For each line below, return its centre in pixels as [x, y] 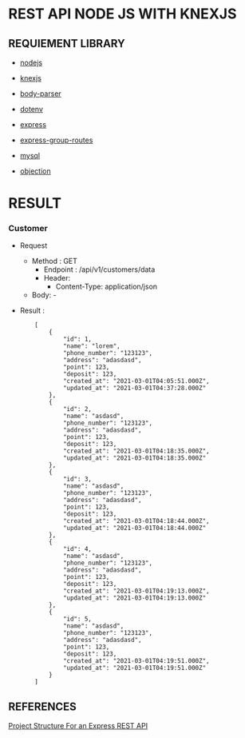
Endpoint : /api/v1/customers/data [99, 269]
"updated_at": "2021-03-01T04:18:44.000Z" [134, 529]
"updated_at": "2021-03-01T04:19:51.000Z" [134, 668]
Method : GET [55, 261]
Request [34, 245]
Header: [57, 278]
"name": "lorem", [92, 346]
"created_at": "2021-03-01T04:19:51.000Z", [136, 661]
